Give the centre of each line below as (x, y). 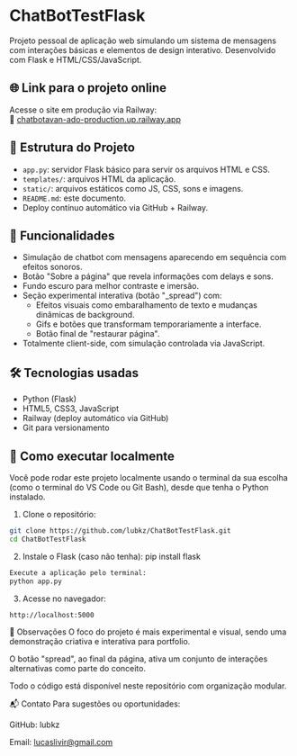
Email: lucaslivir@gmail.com (61, 742)
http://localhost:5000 (52, 615)
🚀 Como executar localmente (92, 456)
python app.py (36, 581)
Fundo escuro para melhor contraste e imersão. (111, 286)
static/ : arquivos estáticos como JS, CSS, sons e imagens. (133, 188)
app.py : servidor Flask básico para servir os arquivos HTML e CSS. (146, 169)
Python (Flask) (49, 399)
